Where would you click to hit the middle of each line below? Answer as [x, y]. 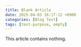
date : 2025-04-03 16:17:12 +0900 [41, 15]
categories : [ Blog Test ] [32, 19]
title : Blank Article [28, 10]
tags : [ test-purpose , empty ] [36, 24]
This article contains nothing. [36, 39]
